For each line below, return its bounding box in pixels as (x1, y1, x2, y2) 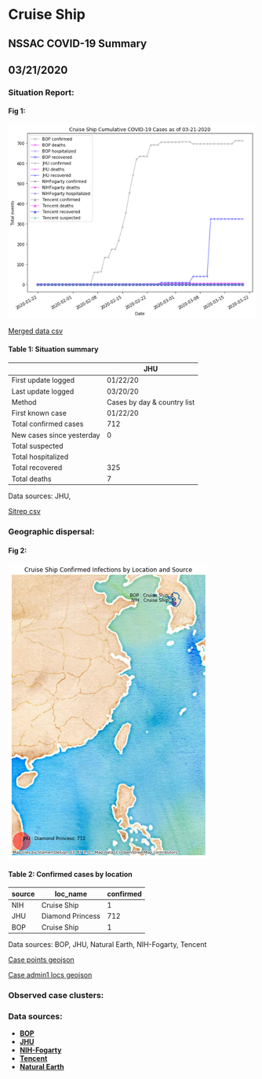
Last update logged (11, 387, 75, 396)
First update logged (11, 376, 75, 385)
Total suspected (11, 441, 64, 450)
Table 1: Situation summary (8, 344, 99, 354)
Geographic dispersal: (8, 527, 95, 537)
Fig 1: (8, 106, 26, 116)
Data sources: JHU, (8, 491, 71, 501)
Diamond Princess (42, 912, 100, 921)
